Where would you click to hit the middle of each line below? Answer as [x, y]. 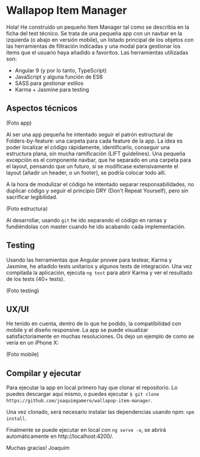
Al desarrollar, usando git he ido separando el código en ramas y [87, 220]
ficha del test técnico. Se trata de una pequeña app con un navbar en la [94, 33]
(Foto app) [19, 123]
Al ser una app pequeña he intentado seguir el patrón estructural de [90, 134]
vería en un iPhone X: [33, 343]
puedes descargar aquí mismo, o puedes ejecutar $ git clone [83, 394]
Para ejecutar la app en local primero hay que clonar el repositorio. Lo [92, 388]
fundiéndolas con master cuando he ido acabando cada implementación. [96, 226]
